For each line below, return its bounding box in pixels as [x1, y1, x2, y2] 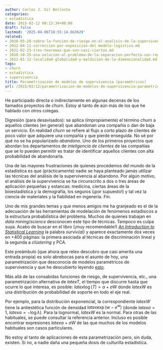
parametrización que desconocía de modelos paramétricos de [5, 259, 130, 265]
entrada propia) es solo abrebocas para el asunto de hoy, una [5, 254, 128, 260]
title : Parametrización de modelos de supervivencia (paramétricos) [5, 79, 147, 84]
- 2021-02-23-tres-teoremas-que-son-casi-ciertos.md [5, 48, 114, 52]
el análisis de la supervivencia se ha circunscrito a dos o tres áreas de [5, 178, 145, 184]
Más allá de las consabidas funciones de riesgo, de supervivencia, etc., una [5, 273, 157, 280]
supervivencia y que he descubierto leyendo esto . [5, 264, 105, 270]
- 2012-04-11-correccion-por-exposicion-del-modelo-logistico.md [5, 43, 140, 48]
